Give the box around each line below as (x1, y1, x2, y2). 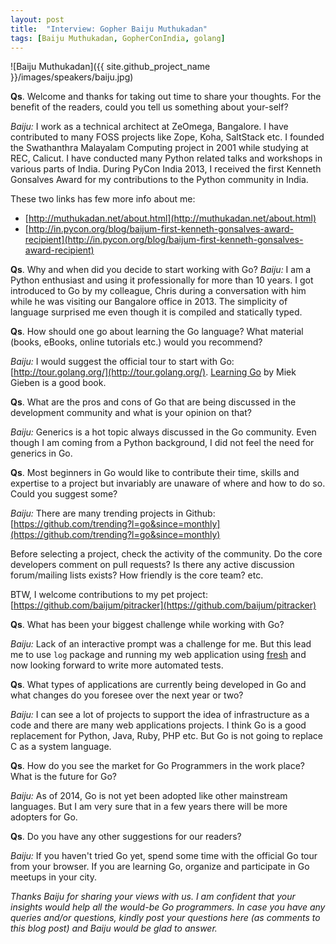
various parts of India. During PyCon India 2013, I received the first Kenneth (10, 163, 322, 175)
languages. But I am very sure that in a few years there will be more (10, 801, 288, 813)
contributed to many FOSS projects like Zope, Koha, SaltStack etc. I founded (10, 131, 325, 143)
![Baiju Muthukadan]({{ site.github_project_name (10, 61, 211, 73)
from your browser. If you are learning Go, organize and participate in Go (10, 861, 310, 873)
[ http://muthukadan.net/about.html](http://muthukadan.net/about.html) (24, 212, 317, 225)
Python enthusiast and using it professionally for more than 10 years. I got (10, 274, 314, 286)
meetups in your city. (10, 871, 97, 883)
